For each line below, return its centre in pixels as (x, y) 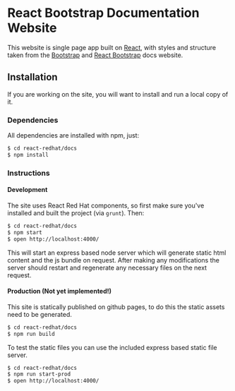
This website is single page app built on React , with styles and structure (112, 47)
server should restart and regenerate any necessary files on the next (107, 267)
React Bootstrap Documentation (103, 13)
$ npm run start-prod (39, 374)
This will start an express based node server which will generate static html (117, 253)
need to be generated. (40, 314)
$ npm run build (31, 334)
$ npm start (25, 232)
